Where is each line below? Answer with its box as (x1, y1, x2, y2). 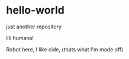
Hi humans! (6, 34, 34, 41)
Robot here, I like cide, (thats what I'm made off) (6, 45, 124, 53)
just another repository (6, 23, 62, 30)
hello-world (6, 4, 65, 17)
